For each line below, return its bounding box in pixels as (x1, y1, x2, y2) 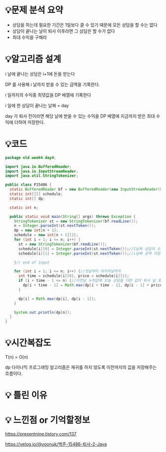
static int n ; (9, 205, 39, 210)
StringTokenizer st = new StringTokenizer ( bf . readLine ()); (14, 219, 138, 224)
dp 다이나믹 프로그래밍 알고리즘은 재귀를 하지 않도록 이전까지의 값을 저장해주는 (5, 364, 157, 370)
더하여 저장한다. (14, 119, 45, 125)
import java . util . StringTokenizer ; (5, 173, 79, 179)
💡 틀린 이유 (5, 390, 47, 401)
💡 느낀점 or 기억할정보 (5, 414, 90, 426)
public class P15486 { (5, 182, 52, 188)
